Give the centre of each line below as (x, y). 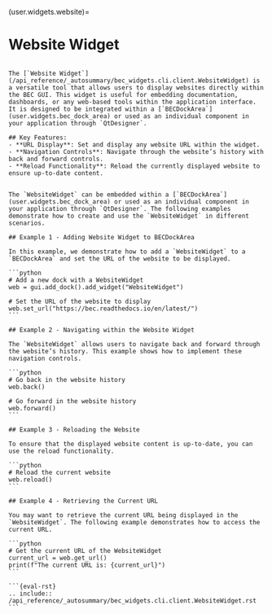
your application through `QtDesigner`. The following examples (120, 208)
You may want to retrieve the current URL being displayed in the (123, 515)
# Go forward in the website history (72, 401)
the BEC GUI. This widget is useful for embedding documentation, (123, 94)
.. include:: (31, 594)
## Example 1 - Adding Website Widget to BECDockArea (102, 237)
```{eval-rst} (33, 586)
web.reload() (31, 480)
